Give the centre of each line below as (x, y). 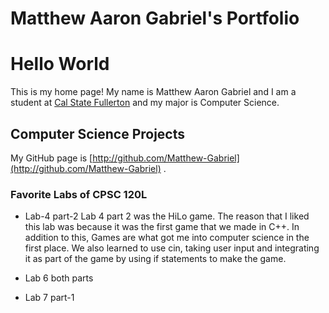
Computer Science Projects (98, 133)
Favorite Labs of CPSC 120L (79, 194)
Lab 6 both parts (59, 278)
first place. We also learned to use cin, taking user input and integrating (172, 248)
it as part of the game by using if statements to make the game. (155, 259)
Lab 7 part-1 (49, 298)
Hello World (60, 64)
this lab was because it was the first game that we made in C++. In (162, 227)
